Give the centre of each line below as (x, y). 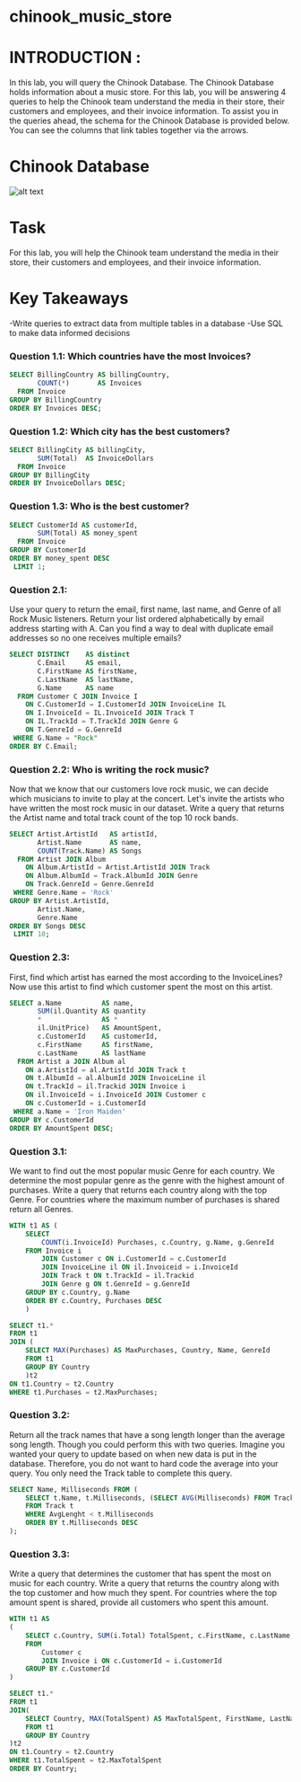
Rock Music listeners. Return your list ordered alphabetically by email (137, 619)
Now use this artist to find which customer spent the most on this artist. (141, 987)
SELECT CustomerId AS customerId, (74, 525)
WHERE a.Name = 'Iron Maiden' (69, 1112)
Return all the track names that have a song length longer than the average (147, 1434)
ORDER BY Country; (43, 1769)
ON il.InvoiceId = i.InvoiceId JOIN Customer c (116, 1095)
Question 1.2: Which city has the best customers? (120, 431)
